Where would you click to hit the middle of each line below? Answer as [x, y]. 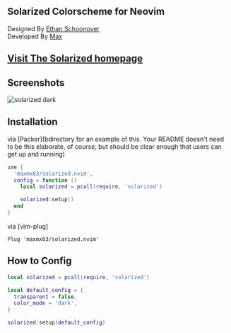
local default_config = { [45, 290]
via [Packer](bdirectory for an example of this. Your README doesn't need [116, 139]
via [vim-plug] [28, 226]
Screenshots [36, 83]
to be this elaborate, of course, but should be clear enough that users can [114, 146]
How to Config [40, 261]
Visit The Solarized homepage [75, 58]
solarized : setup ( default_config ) [57, 323]
